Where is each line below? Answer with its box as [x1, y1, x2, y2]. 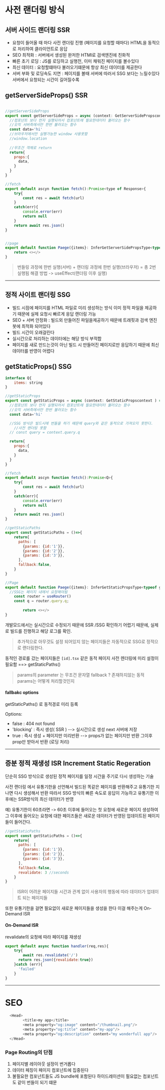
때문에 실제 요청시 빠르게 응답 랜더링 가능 [17, 311, 97, 317]
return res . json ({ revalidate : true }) [18, 957, 93, 962]
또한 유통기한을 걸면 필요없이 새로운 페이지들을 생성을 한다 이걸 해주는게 [5, 906, 143, 911]
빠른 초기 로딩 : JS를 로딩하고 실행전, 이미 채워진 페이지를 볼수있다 [12, 58, 139, 64]
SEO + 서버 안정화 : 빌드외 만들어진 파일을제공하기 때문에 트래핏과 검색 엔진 [12, 317, 157, 323]
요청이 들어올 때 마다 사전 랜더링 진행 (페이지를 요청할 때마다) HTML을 [12, 40, 147, 45]
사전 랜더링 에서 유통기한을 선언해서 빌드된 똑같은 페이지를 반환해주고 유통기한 [5, 784, 155, 790]
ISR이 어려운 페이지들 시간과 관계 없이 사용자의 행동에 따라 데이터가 [17, 889, 146, 895]
